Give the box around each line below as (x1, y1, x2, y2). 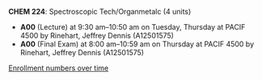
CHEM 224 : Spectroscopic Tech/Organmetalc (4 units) (8, 7, 192, 16)
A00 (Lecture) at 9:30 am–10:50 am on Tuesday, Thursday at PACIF (19, 22, 246, 31)
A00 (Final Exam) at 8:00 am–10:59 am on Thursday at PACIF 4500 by (19, 39, 255, 49)
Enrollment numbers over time (8, 63, 109, 73)
